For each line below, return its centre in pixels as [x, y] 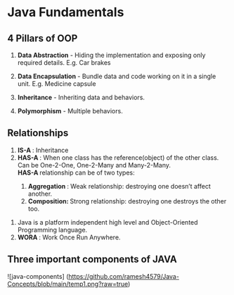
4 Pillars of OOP [43, 38]
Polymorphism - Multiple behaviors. [70, 111]
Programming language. [52, 230]
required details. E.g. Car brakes [64, 63]
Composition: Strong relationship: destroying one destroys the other [127, 201]
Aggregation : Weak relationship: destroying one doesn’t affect [119, 186]
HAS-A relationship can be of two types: [76, 172]
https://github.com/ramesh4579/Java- [124, 276]
